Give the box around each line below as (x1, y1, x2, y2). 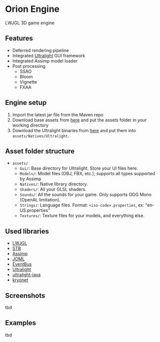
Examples (5, 319, 36, 327)
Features (5, 34, 33, 43)
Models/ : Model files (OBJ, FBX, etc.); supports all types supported (19, 171, 156, 177)
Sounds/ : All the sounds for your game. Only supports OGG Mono (19, 192, 152, 197)
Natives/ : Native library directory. (19, 181, 88, 187)
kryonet (12, 277, 28, 283)
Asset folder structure (5, 147, 75, 155)
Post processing (12, 63, 46, 69)
